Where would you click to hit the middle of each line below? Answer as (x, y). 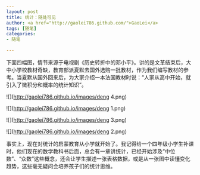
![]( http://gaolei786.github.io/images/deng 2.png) (66, 131)
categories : (21, 34)
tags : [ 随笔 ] (21, 28)
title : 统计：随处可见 (31, 17)
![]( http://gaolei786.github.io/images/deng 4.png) (66, 97)
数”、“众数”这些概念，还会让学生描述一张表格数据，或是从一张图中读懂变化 (98, 159)
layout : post (22, 12)
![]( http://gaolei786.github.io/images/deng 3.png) (66, 120)
